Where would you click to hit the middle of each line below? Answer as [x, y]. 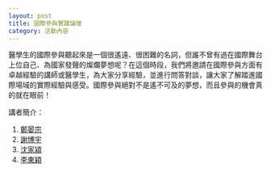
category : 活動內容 [39, 31]
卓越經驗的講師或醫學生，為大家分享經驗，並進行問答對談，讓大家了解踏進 [132, 75]
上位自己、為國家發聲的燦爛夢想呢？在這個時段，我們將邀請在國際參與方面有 [135, 65]
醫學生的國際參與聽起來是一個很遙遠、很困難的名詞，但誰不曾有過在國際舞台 [135, 55]
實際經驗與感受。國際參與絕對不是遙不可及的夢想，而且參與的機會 [146, 85]
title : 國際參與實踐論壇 [45, 23]
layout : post [30, 16]
